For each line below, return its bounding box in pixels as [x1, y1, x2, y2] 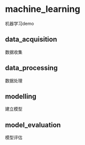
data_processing [5, 64, 58, 72]
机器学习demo [5, 20, 34, 26]
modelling [5, 92, 37, 100]
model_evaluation [5, 121, 61, 129]
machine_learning [5, 3, 81, 15]
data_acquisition [5, 35, 57, 44]
